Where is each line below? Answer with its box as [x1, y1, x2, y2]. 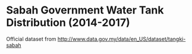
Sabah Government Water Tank [6, 4, 165, 17]
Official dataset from [6, 35, 56, 42]
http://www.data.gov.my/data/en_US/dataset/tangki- [57, 35, 186, 42]
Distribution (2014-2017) [6, 16, 131, 29]
